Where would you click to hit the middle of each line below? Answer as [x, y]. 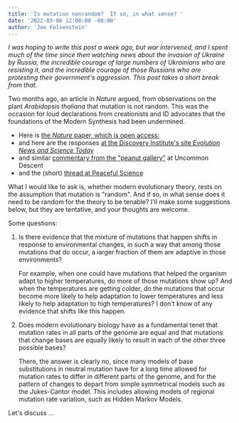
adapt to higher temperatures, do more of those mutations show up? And [125, 281]
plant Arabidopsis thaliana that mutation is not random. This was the [108, 107]
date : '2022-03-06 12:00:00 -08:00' [62, 21]
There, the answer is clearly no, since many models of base [106, 362]
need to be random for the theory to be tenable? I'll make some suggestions [119, 202]
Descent [31, 166]
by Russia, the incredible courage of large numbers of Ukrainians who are [117, 63]
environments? [40, 259]
